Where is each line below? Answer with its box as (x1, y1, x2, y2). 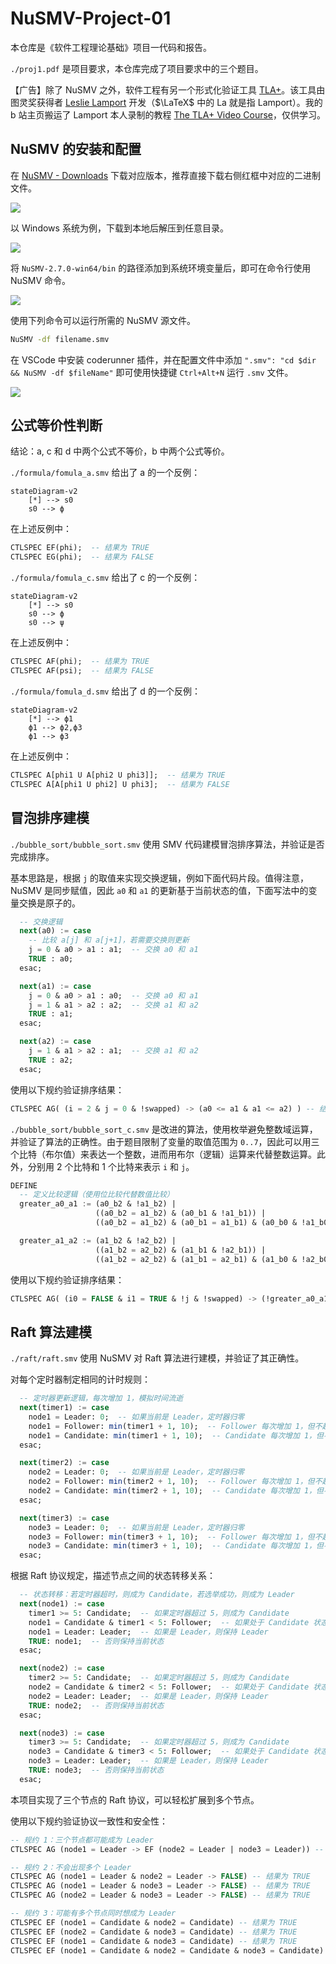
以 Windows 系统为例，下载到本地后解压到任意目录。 (10, 222, 229, 234)
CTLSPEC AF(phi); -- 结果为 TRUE (10, 657, 150, 667)
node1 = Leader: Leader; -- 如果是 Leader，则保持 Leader (28, 1627, 269, 1637)
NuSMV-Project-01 (10, 7, 172, 30)
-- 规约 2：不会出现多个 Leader (10, 1862, 132, 1872)
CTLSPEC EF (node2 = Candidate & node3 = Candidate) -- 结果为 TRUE (10, 1927, 298, 1937)
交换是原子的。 (18, 897, 81, 909)
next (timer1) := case (19, 1403, 110, 1413)
